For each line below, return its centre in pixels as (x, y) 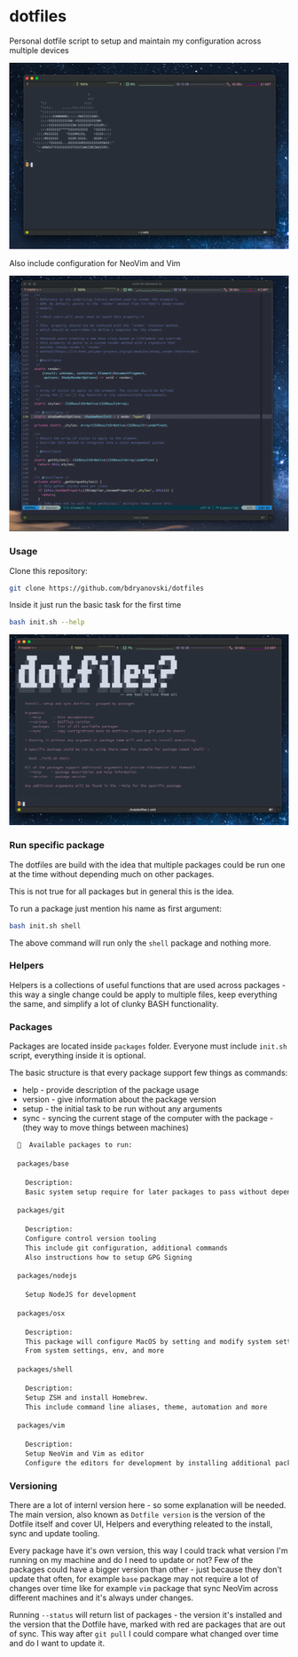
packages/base (43, 1164)
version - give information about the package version (119, 1099)
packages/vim (41, 1425)
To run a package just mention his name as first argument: (115, 908)
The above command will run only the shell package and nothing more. (141, 943)
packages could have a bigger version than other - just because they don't (145, 1570)
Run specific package (57, 845)
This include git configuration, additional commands (126, 1248)
